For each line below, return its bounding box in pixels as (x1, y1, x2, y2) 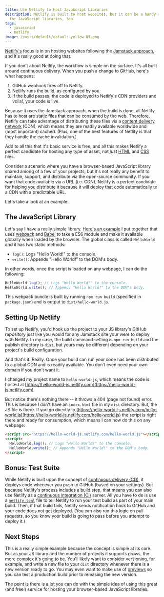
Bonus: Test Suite (5, 464, 60, 472)
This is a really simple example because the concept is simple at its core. (5, 546, 152, 551)
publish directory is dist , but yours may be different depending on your (5, 342, 149, 348)
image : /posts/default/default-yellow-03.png (5, 35, 99, 40)
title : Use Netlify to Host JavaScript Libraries (5, 7, 108, 12)
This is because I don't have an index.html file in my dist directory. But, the (5, 401, 157, 407)
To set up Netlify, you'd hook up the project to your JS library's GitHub (5, 326, 147, 332)
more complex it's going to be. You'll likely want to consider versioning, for (5, 556, 155, 562)
